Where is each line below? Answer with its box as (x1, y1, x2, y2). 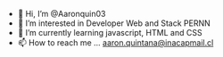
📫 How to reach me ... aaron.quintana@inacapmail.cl (17, 37, 214, 48)
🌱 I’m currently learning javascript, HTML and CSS (17, 28, 202, 37)
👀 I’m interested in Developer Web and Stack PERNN (17, 18, 211, 28)
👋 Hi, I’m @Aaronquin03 (17, 9, 106, 19)
